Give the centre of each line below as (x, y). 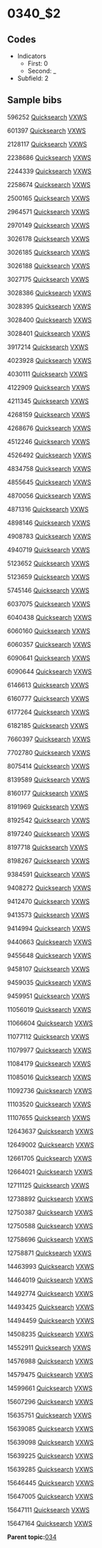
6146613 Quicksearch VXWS (48, 685)
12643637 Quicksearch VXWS (50, 1131)
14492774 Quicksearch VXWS (50, 1293)
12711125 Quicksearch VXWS (48, 1185)
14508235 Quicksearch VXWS (50, 1334)
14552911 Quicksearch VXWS (49, 1347)
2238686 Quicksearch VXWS (49, 157)
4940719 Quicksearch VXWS (49, 549)
